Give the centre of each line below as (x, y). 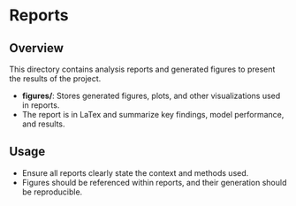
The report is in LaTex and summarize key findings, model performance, (153, 114)
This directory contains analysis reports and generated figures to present (142, 69)
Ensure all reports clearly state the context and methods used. (135, 172)
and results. (43, 124)
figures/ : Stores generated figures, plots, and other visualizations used (151, 95)
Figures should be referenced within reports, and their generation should (154, 182)
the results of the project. (55, 79)
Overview (37, 48)
